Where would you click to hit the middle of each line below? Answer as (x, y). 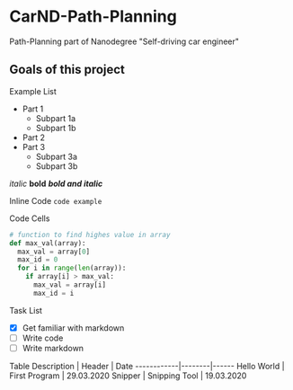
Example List (33, 91)
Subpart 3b (57, 166)
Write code (43, 338)
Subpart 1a (56, 118)
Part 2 (34, 137)
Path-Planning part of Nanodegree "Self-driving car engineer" (124, 41)
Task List (26, 310)
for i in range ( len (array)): (72, 268)
